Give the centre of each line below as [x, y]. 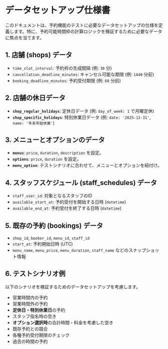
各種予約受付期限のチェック [41, 335]
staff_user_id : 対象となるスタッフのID [52, 196]
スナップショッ [144, 250]
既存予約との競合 [30, 328]
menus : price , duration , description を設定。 [58, 153]
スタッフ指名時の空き [34, 316]
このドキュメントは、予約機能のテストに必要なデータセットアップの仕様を [82, 25]
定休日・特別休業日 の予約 [39, 310]
